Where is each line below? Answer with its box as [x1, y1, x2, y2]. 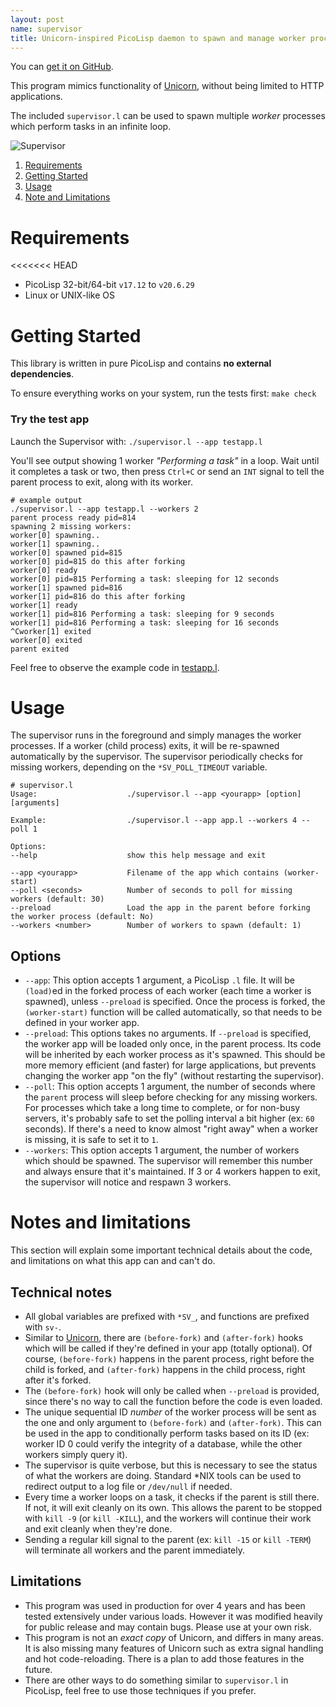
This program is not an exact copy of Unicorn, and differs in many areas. [24, 1631, 325, 1643]
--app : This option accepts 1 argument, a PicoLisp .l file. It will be [24, 974, 296, 986]
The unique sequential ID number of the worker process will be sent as [24, 1406, 317, 1418]
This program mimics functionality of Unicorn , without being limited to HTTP [10, 80, 325, 92]
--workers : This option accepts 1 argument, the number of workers [24, 1144, 300, 1156]
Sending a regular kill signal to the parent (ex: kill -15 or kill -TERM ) [24, 1534, 312, 1546]
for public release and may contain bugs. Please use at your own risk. [24, 1621, 312, 1633]
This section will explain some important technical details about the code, [10, 1244, 313, 1256]
